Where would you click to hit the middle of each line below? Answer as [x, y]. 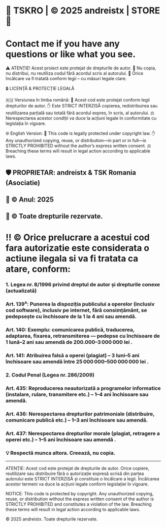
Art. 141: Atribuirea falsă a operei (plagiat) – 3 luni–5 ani [73, 356]
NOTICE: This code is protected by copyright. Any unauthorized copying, [80, 494]
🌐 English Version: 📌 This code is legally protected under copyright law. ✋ [81, 133]
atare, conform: [38, 269]
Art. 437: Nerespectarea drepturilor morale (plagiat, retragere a [83, 433]
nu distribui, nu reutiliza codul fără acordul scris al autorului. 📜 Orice [74, 73]
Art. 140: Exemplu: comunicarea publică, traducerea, [70, 330]
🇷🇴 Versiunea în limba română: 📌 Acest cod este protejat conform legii [78, 100]
